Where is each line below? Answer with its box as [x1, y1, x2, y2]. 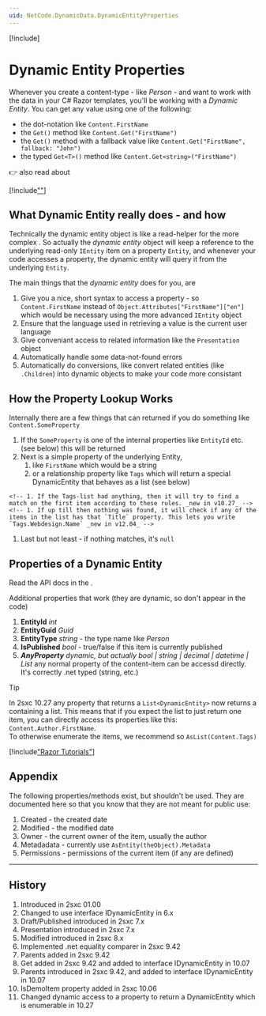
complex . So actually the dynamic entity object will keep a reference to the [9, 238, 254, 247]
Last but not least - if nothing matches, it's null [20, 534, 174, 544]
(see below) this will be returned [20, 444, 126, 453]
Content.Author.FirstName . [9, 723, 96, 732]
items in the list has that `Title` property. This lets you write [9, 513, 236, 522]
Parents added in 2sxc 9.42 [20, 950, 111, 959]
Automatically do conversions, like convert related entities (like [20, 361, 224, 370]
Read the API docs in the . [9, 578, 93, 587]
